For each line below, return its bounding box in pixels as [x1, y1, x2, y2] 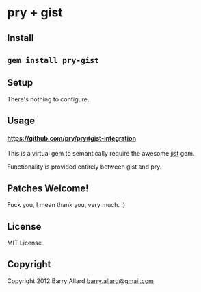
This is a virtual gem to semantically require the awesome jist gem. [7, 149, 195, 158]
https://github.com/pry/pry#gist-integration [7, 134, 137, 142]
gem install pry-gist [7, 55, 99, 65]
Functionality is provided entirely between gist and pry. [7, 162, 162, 171]
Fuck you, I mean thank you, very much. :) [7, 201, 126, 209]
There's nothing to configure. [7, 95, 90, 104]
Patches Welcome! [7, 182, 89, 194]
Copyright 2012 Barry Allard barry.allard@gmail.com [7, 276, 154, 285]
